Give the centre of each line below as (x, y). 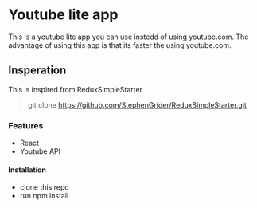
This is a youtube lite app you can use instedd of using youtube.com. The (128, 37)
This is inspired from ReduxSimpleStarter (76, 89)
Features (26, 125)
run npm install (44, 196)
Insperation (37, 71)
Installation (27, 170)
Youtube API (40, 151)
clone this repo (44, 187)
